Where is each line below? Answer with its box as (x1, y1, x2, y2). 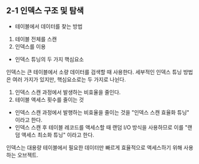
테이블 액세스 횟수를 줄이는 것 (14, 96, 84, 103)
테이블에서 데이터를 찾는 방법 (14, 23, 83, 30)
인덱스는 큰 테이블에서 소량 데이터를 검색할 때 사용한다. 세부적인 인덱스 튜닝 (6, 68, 182, 75)
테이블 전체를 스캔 (14, 35, 57, 42)
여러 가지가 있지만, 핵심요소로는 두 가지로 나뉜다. (12, 75, 126, 83)
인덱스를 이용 (14, 42, 46, 50)
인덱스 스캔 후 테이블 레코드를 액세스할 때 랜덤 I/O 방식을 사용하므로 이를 (14, 123, 184, 130)
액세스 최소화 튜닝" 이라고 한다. (21, 131, 95, 138)
